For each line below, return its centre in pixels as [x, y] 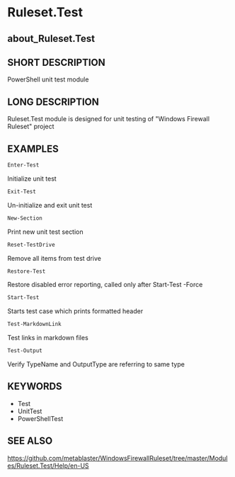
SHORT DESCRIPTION [57, 62]
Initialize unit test [32, 179]
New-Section [25, 218]
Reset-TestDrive [31, 245]
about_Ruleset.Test [51, 39]
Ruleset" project [31, 127]
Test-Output [25, 351]
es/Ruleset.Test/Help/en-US [48, 466]
